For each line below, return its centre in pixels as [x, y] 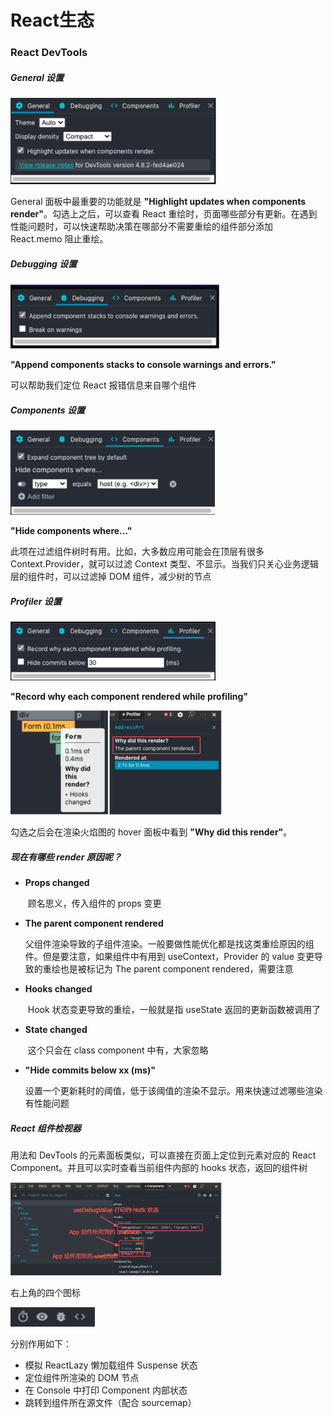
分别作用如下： [41, 1344]
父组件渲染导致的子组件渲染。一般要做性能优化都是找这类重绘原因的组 [169, 944]
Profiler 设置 [36, 601]
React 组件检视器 [46, 1128]
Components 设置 [48, 410]
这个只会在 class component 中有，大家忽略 [118, 1050]
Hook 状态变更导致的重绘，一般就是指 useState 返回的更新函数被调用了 [174, 1010]
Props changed [57, 883]
